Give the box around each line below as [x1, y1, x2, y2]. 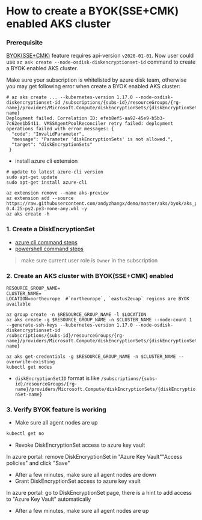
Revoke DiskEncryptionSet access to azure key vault [14, 441, 145, 449]
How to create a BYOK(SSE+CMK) [6, 4, 179, 18]
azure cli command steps [14, 238, 78, 246]
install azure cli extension [14, 157, 78, 165]
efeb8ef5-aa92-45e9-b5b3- [100, 115, 165, 121]
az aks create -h [6, 211, 50, 217]
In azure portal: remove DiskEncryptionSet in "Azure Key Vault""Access [6, 453, 183, 461]
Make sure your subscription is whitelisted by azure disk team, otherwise [6, 76, 187, 83]
